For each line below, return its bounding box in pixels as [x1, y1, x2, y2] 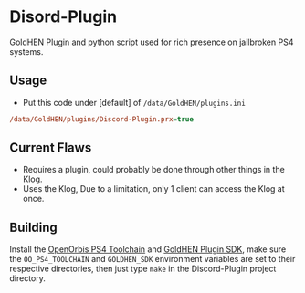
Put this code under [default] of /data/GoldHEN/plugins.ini [22, 97, 247, 108]
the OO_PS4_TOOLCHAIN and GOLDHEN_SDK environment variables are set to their [9, 254, 296, 265]
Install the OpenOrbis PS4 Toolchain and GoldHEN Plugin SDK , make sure [9, 244, 287, 255]
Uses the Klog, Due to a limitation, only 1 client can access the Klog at [22, 183, 285, 194]
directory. [9, 273, 46, 284]
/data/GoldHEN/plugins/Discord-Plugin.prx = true [9, 114, 195, 124]
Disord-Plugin [9, 6, 118, 27]
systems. [9, 46, 44, 57]
